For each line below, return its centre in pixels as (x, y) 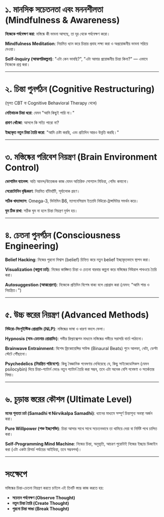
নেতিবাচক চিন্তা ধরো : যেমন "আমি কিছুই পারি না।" (40, 113)
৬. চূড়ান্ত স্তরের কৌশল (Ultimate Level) (69, 399)
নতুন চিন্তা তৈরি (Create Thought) (41, 503)
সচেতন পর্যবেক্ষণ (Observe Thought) (44, 497)
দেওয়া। (10, 49)
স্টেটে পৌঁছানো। (16, 353)
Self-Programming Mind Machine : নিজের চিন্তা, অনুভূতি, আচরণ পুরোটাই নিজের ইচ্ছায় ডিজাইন (81, 444)
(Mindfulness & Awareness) (62, 20)
